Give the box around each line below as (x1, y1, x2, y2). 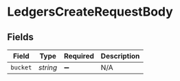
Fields (7, 31, 34, 43)
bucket (10, 64, 32, 71)
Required (64, 52, 95, 61)
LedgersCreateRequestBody (7, 4, 173, 20)
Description (100, 52, 140, 61)
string (38, 63, 58, 72)
